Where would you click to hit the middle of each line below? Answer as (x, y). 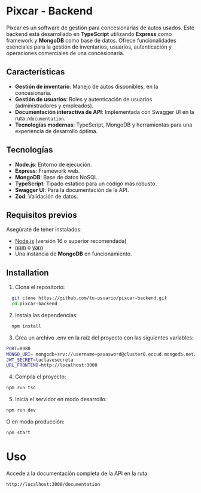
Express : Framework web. (47, 171)
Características (36, 72)
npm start (19, 433)
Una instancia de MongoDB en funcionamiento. (74, 254)
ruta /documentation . (40, 118)
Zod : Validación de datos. (46, 196)
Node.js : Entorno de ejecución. (53, 164)
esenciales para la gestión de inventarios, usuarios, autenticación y (89, 47)
